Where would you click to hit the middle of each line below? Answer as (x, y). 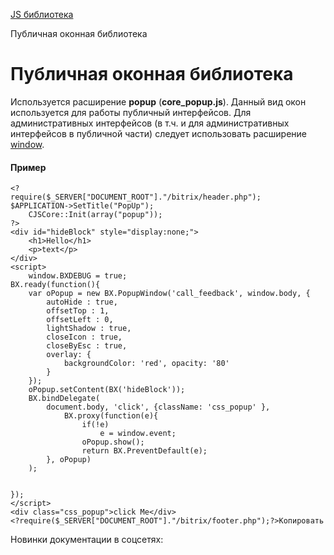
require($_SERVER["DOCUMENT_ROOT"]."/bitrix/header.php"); (136, 197)
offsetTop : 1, (78, 311)
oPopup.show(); (113, 442)
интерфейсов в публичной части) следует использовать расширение (159, 133)
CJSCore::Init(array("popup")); (95, 215)
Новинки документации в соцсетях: (87, 540)
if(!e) (95, 425)
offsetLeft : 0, (80, 320)
